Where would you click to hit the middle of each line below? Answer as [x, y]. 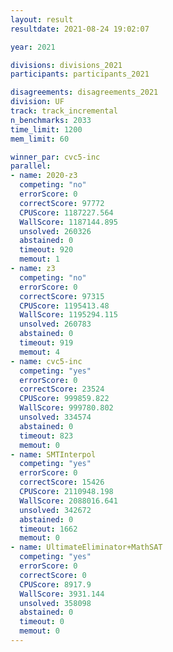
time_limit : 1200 [46, 129]
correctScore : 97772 [62, 203]
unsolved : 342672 [55, 510]
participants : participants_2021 [80, 74]
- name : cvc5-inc [46, 361]
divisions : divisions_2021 [66, 65]
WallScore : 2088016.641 [68, 501]
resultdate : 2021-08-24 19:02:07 [80, 29]
